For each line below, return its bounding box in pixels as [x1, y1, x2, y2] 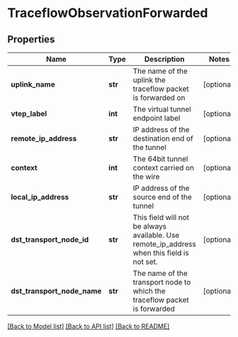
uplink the [132, 75, 166, 84]
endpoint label [132, 114, 181, 123]
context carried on [132, 163, 195, 172]
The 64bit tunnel [132, 154, 188, 164]
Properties [7, 33, 55, 45]
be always [132, 221, 167, 231]
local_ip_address [11, 192, 69, 201]
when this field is [132, 248, 189, 258]
